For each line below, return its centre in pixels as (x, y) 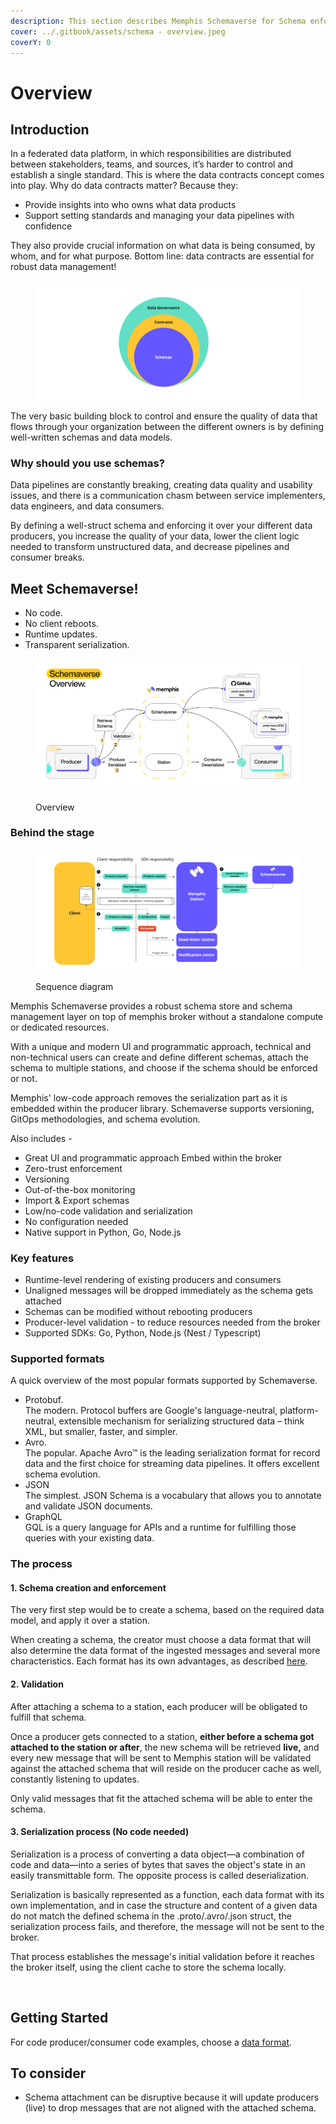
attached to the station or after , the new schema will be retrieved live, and (165, 1747)
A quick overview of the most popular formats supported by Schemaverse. (164, 1381)
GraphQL (43, 1517)
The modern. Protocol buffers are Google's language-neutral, (151, 1411)
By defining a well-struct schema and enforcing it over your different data (161, 526)
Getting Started (59, 2018)
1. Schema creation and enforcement (88, 1587)
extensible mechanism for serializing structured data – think (181, 1421)
